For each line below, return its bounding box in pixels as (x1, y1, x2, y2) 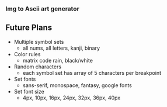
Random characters (13, 63, 62, 70)
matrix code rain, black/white (22, 57, 93, 64)
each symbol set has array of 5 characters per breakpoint (22, 69, 162, 76)
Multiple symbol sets (13, 38, 64, 45)
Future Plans (5, 23, 53, 33)
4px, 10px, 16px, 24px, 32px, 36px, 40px (22, 94, 121, 101)
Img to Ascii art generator (5, 5, 79, 13)
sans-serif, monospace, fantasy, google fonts (22, 81, 133, 89)
